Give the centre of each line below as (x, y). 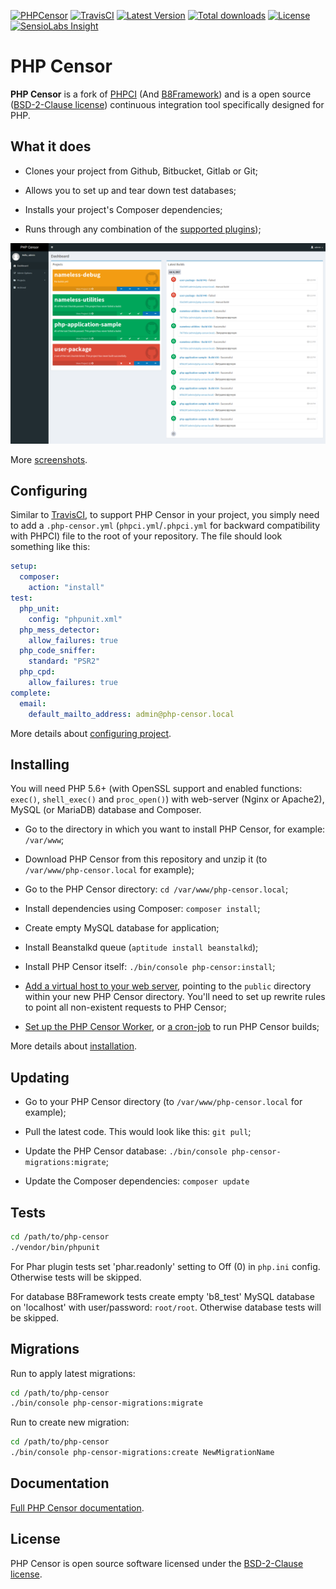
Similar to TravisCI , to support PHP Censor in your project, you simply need (165, 515)
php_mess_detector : (60, 630)
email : (33, 703)
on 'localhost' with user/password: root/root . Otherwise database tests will (166, 1307)
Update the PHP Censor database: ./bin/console (126, 1151)
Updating (40, 1077)
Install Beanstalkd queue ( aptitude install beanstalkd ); (141, 947)
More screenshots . (49, 459)
